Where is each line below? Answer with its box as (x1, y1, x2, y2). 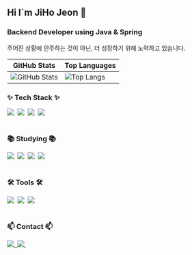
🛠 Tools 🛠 (7, 178, 43, 187)
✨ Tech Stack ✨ (7, 93, 60, 102)
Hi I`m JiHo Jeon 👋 (7, 7, 87, 19)
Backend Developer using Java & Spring (7, 27, 143, 37)
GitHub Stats (12, 60, 56, 70)
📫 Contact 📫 (7, 221, 53, 231)
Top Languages (64, 60, 116, 70)
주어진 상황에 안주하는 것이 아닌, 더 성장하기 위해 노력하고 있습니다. (7, 44, 186, 52)
